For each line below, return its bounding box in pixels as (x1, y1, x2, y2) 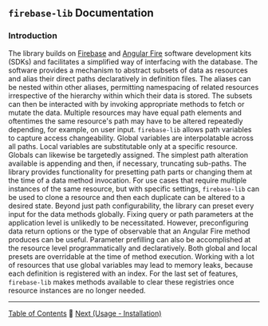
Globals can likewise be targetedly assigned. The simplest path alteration (8, 150, 249, 159)
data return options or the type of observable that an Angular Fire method (8, 226, 250, 236)
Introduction (8, 30, 57, 41)
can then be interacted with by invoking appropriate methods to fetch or (8, 99, 245, 108)
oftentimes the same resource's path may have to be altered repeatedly (8, 116, 243, 126)
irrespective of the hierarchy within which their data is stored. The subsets (8, 91, 253, 100)
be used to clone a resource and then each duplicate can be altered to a (8, 192, 246, 202)
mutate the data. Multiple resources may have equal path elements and (8, 108, 242, 117)
